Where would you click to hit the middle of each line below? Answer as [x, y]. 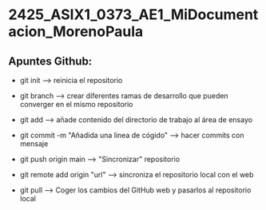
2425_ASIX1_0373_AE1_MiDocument [133, 15]
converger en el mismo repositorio [76, 104]
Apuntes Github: [50, 61]
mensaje [34, 144]
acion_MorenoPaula [76, 32]
